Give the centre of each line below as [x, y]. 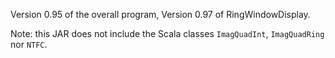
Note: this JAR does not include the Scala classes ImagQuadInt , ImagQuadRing [167, 33]
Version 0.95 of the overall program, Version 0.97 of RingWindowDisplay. [160, 14]
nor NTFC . [29, 44]
